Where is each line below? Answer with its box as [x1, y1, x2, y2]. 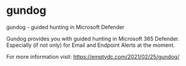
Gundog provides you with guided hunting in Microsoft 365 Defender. [6, 35, 180, 42]
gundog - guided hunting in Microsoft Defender [6, 23, 125, 31]
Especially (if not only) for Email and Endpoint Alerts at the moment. [6, 41, 175, 49]
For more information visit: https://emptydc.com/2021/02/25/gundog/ [6, 53, 180, 60]
